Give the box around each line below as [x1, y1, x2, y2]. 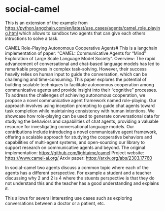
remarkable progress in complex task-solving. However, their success [5, 66, 147, 72]
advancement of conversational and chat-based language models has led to [5, 61, 160, 67]
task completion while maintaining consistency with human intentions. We [5, 107, 155, 114]
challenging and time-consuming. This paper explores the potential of [5, 76, 147, 82]
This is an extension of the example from [5, 20, 88, 26]
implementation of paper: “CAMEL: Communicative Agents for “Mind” [5, 50, 146, 56]
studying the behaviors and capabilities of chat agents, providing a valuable [5, 118, 159, 124]
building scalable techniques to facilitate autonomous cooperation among [5, 81, 154, 87]
